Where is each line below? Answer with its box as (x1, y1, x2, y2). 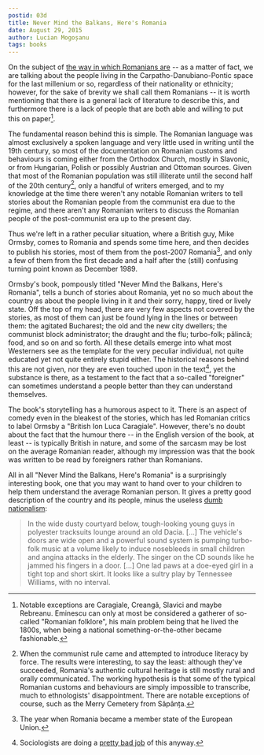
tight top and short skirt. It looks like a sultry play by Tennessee (27, 568, 233, 579)
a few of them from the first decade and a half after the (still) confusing (8, 256, 239, 265)
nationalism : (8, 503, 48, 513)
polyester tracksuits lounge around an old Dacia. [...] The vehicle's (27, 527, 243, 536)
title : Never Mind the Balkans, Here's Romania (8, 19, 167, 27)
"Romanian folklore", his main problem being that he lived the (41, 616, 239, 626)
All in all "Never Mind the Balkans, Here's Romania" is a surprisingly (8, 470, 227, 479)
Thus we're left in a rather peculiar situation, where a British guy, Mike (8, 229, 234, 239)
